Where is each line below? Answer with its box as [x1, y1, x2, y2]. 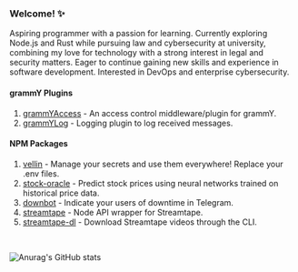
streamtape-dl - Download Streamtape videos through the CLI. [22, 217, 257, 227]
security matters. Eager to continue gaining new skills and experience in [9, 57, 279, 68]
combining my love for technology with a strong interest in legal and [9, 47, 263, 58]
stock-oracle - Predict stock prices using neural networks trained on [22, 177, 279, 188]
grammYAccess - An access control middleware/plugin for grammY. [22, 107, 277, 118]
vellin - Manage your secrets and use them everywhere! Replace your [22, 158, 283, 169]
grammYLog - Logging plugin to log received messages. [22, 117, 233, 128]
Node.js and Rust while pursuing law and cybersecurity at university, [9, 37, 266, 48]
